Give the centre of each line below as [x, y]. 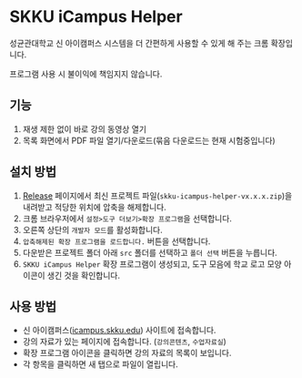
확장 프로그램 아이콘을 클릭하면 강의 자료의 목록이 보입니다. [127, 353]
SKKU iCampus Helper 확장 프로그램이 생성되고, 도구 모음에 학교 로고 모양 [152, 264]
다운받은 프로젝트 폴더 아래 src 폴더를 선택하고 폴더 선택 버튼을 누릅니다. [150, 252]
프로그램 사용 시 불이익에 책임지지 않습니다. [86, 74]
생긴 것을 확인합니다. [84, 275]
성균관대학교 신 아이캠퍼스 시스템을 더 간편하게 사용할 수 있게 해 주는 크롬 [139, 43]
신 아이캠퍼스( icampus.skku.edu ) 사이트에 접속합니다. [119, 331]
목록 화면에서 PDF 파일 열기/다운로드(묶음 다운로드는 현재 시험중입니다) [149, 140]
